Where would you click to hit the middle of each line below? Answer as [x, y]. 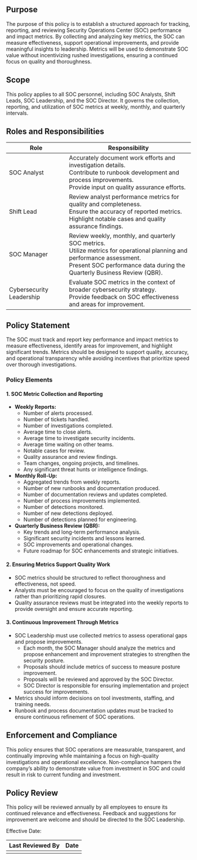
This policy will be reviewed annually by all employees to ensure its [87, 807]
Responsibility [129, 148]
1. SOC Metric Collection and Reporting [55, 393]
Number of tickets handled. [56, 419]
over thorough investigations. [41, 365]
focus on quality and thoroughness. [49, 61]
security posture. [44, 660]
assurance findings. [96, 226]
